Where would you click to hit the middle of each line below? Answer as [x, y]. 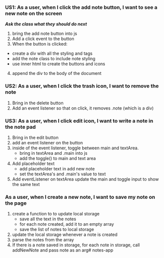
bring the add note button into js [45, 34]
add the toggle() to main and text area [58, 158]
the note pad [20, 127]
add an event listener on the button [47, 142]
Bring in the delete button [38, 103]
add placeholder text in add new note [57, 168]
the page [16, 203]
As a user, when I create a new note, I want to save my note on [80, 197]
